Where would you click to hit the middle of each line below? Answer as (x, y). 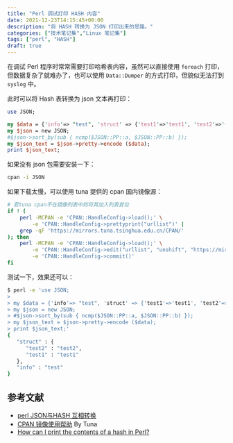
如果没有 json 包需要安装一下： (51, 165)
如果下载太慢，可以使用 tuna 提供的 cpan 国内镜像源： (85, 192)
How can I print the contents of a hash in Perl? (83, 432)
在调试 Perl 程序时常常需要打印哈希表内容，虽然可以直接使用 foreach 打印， (115, 66)
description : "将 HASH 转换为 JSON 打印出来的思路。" (80, 26)
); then (18, 237)
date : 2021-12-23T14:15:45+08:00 (55, 20)
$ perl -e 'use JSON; (38, 290)
